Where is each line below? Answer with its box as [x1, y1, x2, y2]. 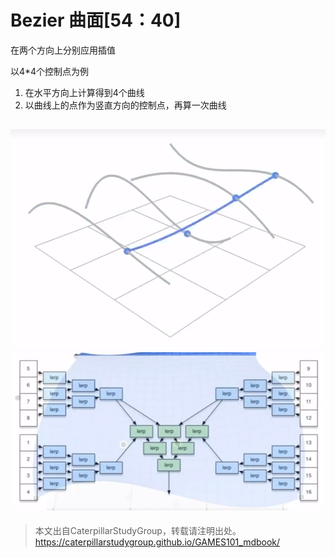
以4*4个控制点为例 [10, 65, 90, 77]
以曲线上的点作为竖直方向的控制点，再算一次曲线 [24, 99, 227, 111]
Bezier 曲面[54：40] [10, 9, 182, 32]
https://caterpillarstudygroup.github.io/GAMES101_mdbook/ [34, 536, 281, 548]
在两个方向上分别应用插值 [10, 44, 116, 56]
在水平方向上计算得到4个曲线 [24, 86, 145, 98]
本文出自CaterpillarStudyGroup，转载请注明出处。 [34, 525, 242, 537]
